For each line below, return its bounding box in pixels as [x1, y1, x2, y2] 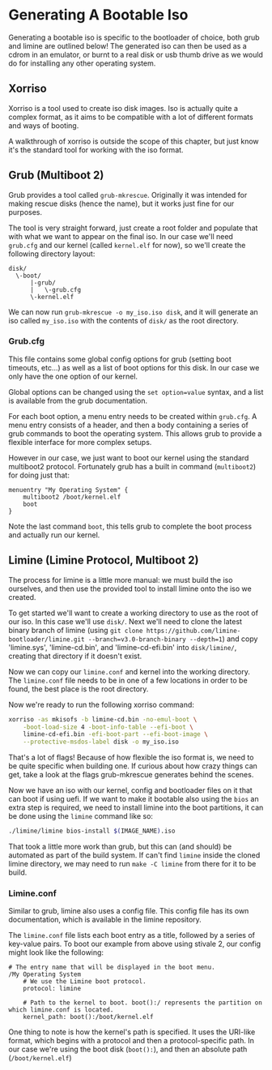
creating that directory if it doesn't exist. [8, 651, 142, 661]
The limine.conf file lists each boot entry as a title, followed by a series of [8, 931, 256, 940]
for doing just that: [8, 470, 70, 480]
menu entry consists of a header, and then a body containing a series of [8, 420, 249, 430]
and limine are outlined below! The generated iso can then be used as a [8, 41, 247, 50]
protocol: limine [23, 985, 82, 993]
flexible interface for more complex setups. [8, 437, 152, 447]
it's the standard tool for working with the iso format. [8, 144, 184, 155]
